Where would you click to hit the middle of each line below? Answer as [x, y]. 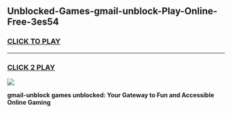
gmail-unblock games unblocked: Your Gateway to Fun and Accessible [111, 95]
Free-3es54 [33, 22]
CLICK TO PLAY [34, 42]
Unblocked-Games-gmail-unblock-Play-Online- [112, 11]
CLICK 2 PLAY [31, 67]
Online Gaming [29, 102]
